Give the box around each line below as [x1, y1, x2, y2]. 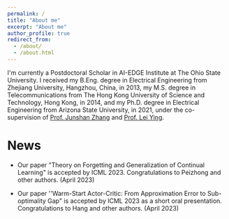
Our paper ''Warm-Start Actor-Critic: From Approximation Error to [17, 189, 206, 197]
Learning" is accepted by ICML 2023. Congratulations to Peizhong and [17, 168, 221, 176]
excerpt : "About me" [7, 23, 68, 30]
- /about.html [13, 50, 54, 57]
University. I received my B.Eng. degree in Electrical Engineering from [7, 76, 207, 84]
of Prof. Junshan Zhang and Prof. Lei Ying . [42, 113, 165, 121]
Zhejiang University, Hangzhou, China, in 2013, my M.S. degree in [7, 83, 196, 92]
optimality [17, 197, 47, 205]
